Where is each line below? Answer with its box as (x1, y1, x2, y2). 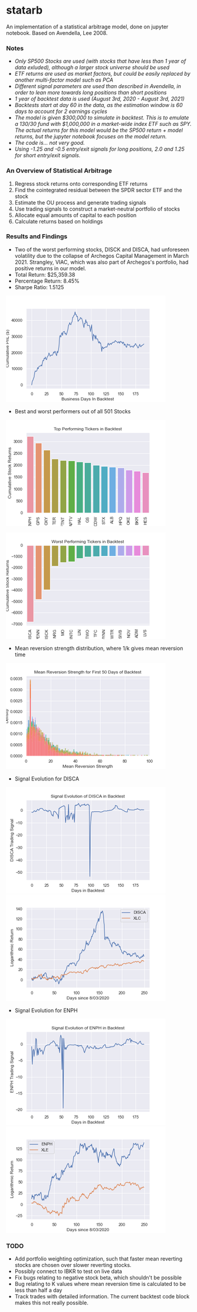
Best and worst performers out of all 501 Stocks (14, 407, 131, 414)
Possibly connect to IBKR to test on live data (14, 1268, 123, 1275)
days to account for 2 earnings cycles (14, 108, 107, 115)
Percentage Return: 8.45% (14, 277, 80, 284)
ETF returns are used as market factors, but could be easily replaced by (14, 70, 191, 77)
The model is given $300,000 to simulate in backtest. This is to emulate (14, 114, 189, 121)
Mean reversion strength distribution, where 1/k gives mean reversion (14, 644, 183, 652)
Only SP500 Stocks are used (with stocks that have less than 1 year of (14, 57, 186, 65)
